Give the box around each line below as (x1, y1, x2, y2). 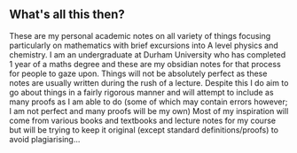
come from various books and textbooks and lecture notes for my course (9, 115, 277, 126)
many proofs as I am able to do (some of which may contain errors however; (9, 96, 288, 107)
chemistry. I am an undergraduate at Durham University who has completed (9, 49, 286, 60)
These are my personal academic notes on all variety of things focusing (9, 30, 271, 41)
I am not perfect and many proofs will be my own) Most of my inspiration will (9, 105, 289, 116)
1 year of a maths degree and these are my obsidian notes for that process (9, 58, 281, 69)
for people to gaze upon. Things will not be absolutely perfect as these (9, 68, 268, 79)
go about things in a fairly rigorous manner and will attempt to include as (9, 87, 274, 97)
